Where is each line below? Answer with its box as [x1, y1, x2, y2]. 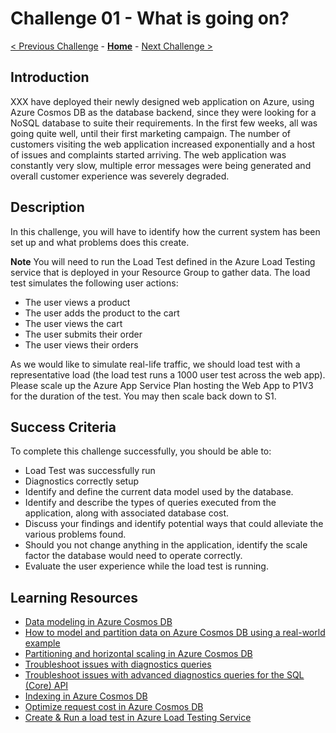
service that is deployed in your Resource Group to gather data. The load [10, 266, 311, 278]
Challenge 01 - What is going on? [10, 7, 290, 30]
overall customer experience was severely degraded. [10, 170, 230, 182]
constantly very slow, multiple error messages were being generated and [10, 159, 312, 171]
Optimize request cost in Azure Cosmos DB [24, 701, 204, 713]
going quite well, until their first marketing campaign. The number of [10, 127, 291, 139]
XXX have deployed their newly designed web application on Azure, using [10, 95, 315, 107]
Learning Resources [10, 589, 138, 606]
